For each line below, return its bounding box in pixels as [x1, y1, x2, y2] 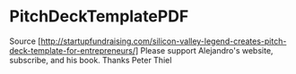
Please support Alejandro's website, [140, 45, 274, 55]
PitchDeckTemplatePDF [9, 6, 189, 27]
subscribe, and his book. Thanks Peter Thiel [9, 54, 172, 65]
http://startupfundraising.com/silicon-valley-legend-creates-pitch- [39, 36, 287, 46]
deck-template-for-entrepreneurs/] [9, 45, 139, 55]
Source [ [9, 36, 41, 46]
